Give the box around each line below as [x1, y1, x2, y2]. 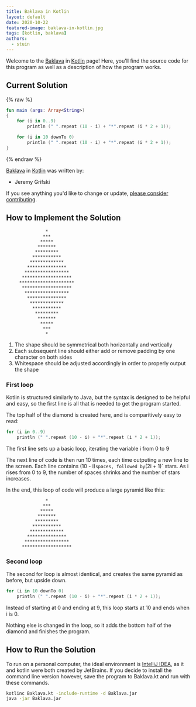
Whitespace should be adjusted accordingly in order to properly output [14, 359, 186, 366]
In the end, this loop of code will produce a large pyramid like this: [6, 486, 165, 493]
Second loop [6, 557, 43, 565]
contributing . [6, 195, 37, 203]
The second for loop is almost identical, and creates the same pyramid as [6, 570, 183, 577]
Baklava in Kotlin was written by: [6, 167, 84, 174]
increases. [6, 475, 31, 482]
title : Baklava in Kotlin [6, 8, 69, 15]
